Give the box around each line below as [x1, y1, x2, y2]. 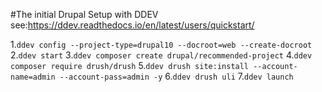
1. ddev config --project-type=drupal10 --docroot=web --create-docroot [10, 39, 313, 50]
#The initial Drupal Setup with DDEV [10, 9, 159, 20]
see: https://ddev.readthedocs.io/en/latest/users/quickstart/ [10, 19, 255, 31]
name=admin [10, 72, 56, 82]
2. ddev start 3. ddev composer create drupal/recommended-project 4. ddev [10, 49, 313, 61]
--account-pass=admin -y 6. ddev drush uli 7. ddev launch [59, 70, 294, 82]
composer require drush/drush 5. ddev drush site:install [10, 60, 250, 71]
